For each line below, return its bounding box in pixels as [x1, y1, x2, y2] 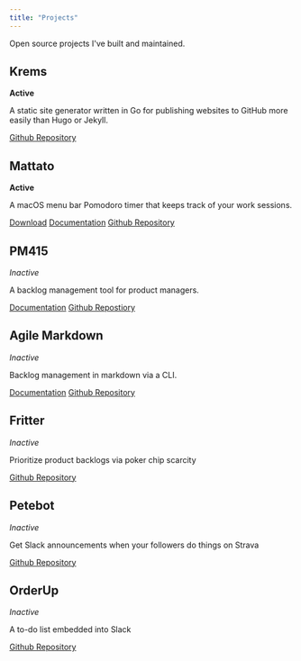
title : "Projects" [9, 13, 78, 23]
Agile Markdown [9, 328, 104, 343]
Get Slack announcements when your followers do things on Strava [9, 539, 260, 550]
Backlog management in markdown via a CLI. [9, 369, 178, 380]
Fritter [9, 413, 45, 429]
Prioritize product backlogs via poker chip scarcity [9, 454, 196, 465]
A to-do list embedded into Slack [9, 624, 132, 635]
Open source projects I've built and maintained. [9, 38, 186, 49]
